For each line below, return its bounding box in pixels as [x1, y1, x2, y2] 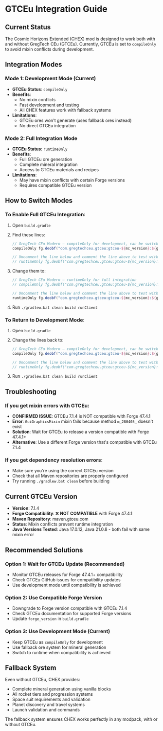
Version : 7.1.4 [12, 505, 40, 511]
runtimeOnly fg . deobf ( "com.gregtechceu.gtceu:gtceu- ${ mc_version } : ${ [12, 295, 157, 300]
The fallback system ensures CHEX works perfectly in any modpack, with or [5, 716, 158, 722]
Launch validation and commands [12, 707, 80, 713]
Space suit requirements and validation [12, 696, 91, 703]
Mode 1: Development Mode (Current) [5, 75, 96, 82]
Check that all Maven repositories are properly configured [12, 473, 128, 479]
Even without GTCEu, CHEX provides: [5, 677, 80, 683]
